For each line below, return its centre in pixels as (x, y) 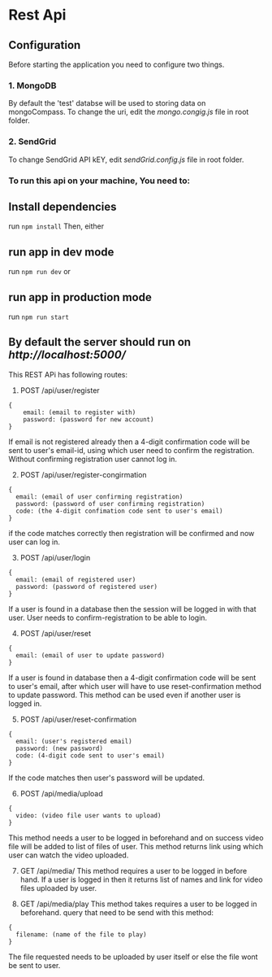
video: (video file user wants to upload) (89, 815)
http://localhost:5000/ (67, 355)
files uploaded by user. (58, 888)
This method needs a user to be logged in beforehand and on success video (136, 837)
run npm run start (39, 316)
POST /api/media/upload (61, 793)
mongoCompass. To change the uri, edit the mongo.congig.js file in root (129, 112)
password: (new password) (60, 748)
